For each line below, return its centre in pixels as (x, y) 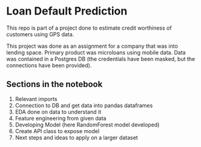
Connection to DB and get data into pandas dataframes (84, 105)
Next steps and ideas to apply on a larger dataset (76, 137)
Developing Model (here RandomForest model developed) (87, 125)
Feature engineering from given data (61, 118)
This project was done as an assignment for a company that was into (92, 46)
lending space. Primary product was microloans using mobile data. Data (96, 52)
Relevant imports (36, 99)
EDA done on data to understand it (58, 112)
